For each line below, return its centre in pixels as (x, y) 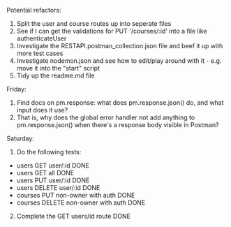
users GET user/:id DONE (53, 166)
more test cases (40, 53)
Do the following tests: (49, 152)
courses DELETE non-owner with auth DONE (81, 203)
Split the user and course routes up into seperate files (94, 23)
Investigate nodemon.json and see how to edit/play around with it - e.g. (119, 61)
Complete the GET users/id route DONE (73, 216)
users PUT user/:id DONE (53, 180)
